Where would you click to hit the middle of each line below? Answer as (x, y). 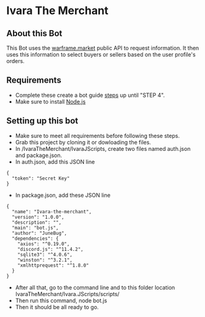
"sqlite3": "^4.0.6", (45, 254)
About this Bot (34, 33)
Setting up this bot (42, 121)
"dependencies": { (36, 239)
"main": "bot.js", (36, 227)
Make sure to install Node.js (50, 101)
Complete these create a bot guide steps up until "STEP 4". (90, 95)
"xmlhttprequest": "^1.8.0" (53, 265)
